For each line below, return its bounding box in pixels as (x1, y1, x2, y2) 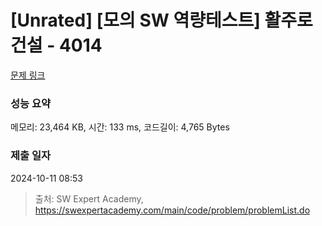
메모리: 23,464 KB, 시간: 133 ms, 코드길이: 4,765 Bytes (10, 121, 230, 133)
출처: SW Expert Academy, (34, 192, 144, 205)
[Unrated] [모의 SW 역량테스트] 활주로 (10, 9, 313, 32)
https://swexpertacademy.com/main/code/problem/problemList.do (34, 204, 311, 216)
